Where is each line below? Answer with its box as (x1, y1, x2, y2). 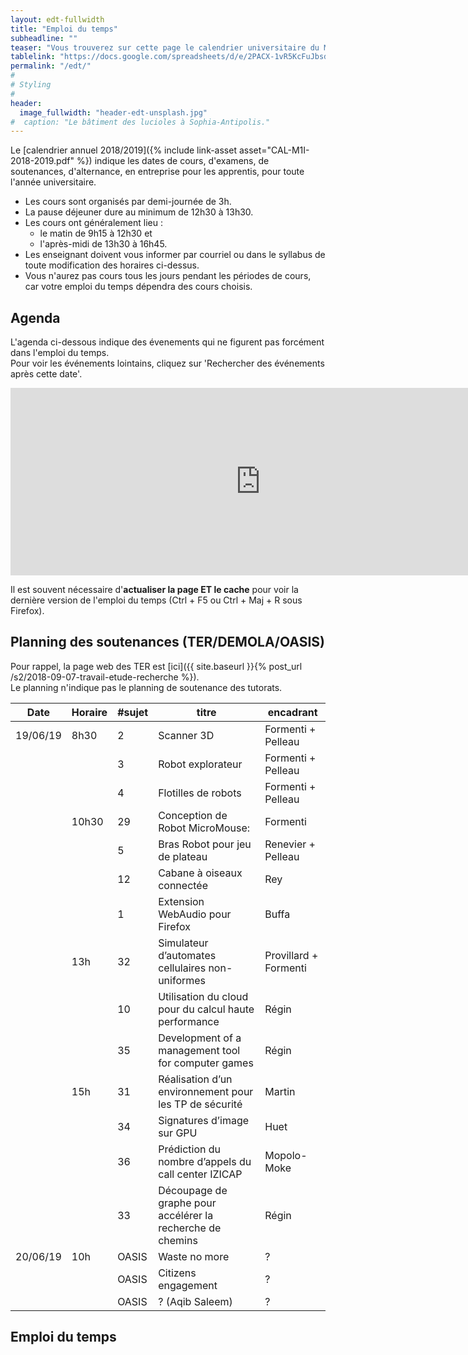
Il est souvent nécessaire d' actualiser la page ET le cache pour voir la (10, 584, 299, 596)
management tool (158, 1043, 241, 1057)
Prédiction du (158, 1142, 221, 1156)
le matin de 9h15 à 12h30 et (39, 227, 153, 240)
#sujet (117, 705, 149, 719)
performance (158, 1014, 220, 1028)
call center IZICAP (158, 1167, 243, 1181)
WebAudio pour (158, 907, 232, 921)
